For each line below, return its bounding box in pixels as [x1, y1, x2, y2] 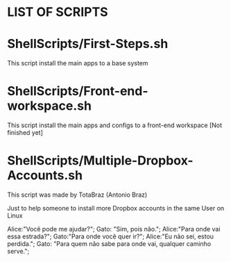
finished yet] [7, 129, 44, 137]
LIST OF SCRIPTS [7, 4, 109, 20]
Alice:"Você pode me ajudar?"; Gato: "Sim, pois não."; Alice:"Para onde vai [7, 225, 221, 233]
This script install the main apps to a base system [7, 59, 148, 67]
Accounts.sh [7, 167, 83, 183]
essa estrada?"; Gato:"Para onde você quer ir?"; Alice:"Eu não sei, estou [7, 232, 214, 240]
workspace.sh [7, 98, 92, 114]
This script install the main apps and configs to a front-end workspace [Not [7, 121, 223, 129]
